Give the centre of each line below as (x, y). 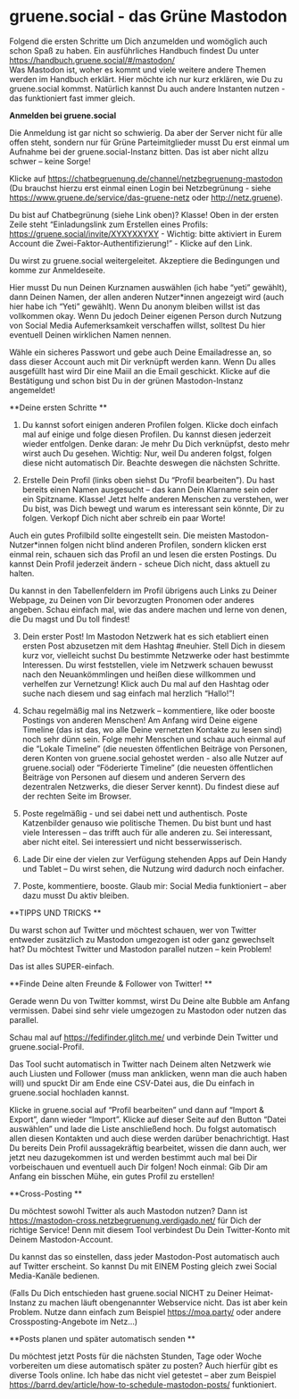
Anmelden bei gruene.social (63, 115)
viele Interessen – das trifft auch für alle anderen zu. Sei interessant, (147, 832)
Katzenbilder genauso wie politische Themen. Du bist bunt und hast (147, 823)
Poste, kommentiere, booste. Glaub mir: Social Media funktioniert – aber (154, 885)
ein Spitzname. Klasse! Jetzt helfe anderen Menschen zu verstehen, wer (155, 498)
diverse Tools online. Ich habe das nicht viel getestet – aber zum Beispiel (143, 1375)
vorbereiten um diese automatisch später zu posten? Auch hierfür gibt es (144, 1365)
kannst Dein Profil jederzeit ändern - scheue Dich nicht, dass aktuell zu (140, 564)
